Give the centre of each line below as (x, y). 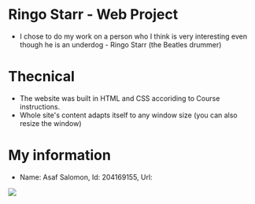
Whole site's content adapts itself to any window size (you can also (128, 115)
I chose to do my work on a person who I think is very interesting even (133, 36)
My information (60, 156)
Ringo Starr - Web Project (93, 15)
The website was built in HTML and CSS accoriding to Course (120, 98)
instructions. (40, 106)
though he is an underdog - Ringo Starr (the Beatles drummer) (120, 44)
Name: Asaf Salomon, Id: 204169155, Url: (86, 177)
